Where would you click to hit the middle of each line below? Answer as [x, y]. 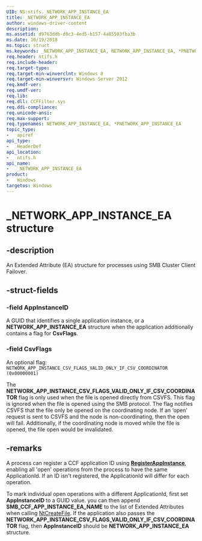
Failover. [17, 271]
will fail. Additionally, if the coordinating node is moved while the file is [93, 423]
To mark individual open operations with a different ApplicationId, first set [97, 494]
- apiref [20, 135]
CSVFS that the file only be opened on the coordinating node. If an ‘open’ [97, 410]
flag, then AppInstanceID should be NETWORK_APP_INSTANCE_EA [104, 526]
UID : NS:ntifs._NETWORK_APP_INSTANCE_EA [58, 12]
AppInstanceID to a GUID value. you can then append [73, 500]
